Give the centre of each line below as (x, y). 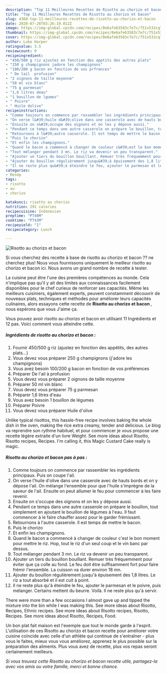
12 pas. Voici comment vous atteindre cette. (50, 324)
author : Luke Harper (27, 42)
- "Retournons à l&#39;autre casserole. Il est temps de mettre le (76, 134)
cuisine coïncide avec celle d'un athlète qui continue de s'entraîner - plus (80, 636)
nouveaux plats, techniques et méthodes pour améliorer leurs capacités (79, 299)
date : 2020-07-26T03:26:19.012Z (39, 23)
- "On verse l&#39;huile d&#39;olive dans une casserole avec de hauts (81, 120)
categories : (18, 170)
